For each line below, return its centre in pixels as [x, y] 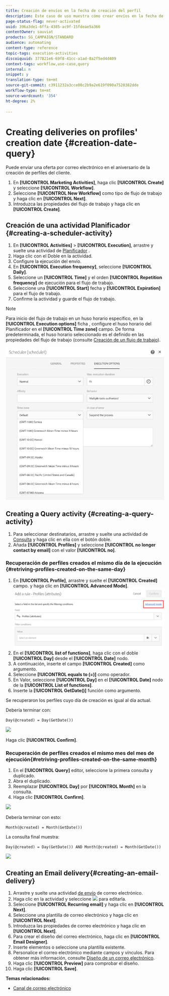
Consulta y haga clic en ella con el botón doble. [62, 539]
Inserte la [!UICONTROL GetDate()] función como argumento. [77, 691]
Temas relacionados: [28, 978]
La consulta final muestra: [32, 837]
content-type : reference [32, 48]
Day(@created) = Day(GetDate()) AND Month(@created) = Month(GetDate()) [83, 847]
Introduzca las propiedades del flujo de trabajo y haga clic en [76, 204]
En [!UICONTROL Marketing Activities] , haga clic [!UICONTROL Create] [88, 183]
